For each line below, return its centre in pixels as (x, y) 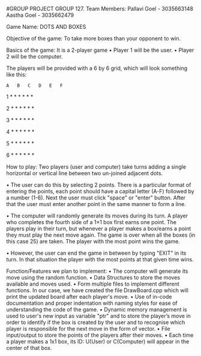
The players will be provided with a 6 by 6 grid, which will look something (97, 68)
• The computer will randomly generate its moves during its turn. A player (97, 216)
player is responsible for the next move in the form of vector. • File (88, 329)
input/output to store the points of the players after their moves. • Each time (100, 335)
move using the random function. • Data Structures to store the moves (93, 277)
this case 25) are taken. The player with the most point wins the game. (93, 241)
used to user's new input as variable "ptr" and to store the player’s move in (98, 316)
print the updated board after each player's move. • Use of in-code (89, 297)
